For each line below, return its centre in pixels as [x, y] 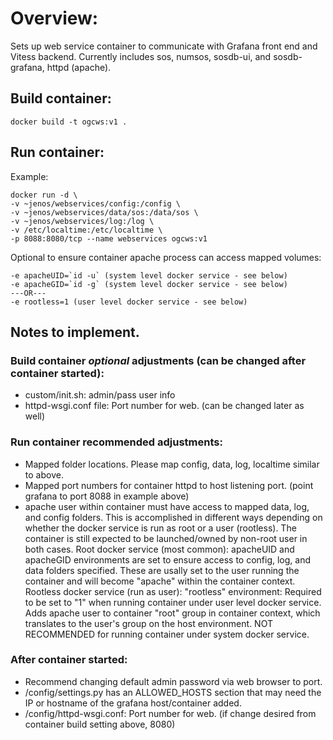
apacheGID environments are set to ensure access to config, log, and [168, 559]
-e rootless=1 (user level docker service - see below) [129, 302]
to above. [44, 474]
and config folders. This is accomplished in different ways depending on [173, 517]
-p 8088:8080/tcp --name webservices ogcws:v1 [109, 238]
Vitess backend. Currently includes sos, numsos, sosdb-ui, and [141, 56]
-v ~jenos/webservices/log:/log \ [82, 221]
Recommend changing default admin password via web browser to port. [173, 681]
